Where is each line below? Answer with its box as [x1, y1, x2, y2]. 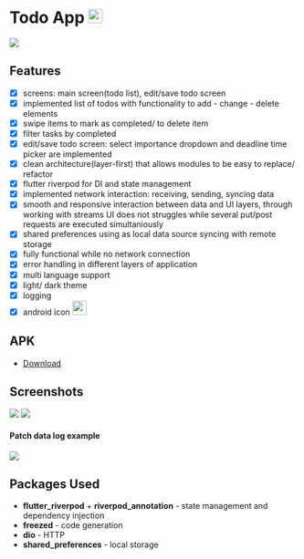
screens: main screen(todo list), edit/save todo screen [22, 88, 226, 98]
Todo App [9, 7, 85, 28]
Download [22, 357, 62, 368]
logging [22, 290, 52, 301]
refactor [22, 169, 53, 180]
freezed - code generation [22, 520, 123, 531]
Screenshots [9, 384, 84, 399]
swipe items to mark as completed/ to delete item [22, 118, 209, 129]
